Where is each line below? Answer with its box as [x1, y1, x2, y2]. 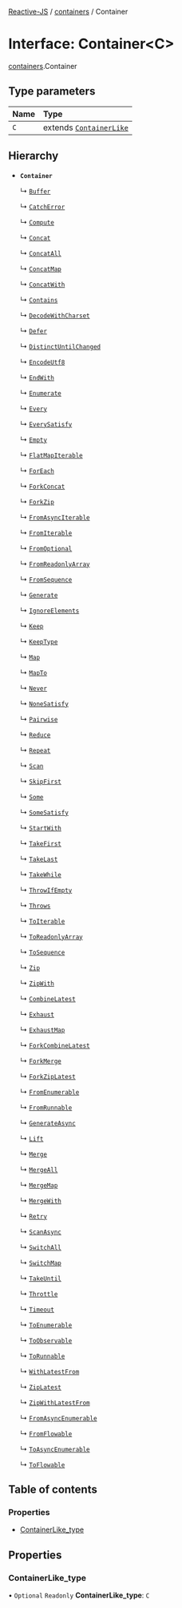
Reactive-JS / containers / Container [8, 7, 129, 16]
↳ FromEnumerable [19, 1086, 80, 1097]
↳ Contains [19, 294, 58, 304]
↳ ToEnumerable [19, 1319, 73, 1329]
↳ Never [19, 683, 48, 693]
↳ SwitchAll [19, 1242, 61, 1251]
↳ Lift [19, 1133, 44, 1143]
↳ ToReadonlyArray [19, 931, 83, 941]
